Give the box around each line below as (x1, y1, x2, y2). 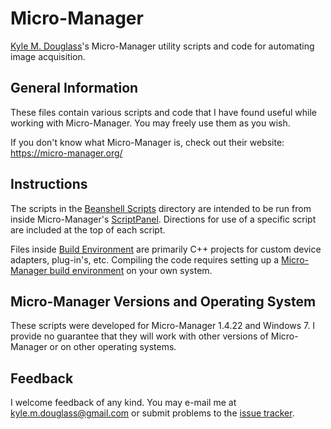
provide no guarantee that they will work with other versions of (10, 330, 269, 342)
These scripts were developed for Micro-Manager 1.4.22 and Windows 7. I (10, 320, 315, 332)
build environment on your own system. (49, 264, 213, 276)
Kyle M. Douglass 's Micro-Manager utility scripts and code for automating (10, 40, 315, 52)
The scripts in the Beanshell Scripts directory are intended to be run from (10, 202, 312, 214)
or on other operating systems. (49, 341, 177, 353)
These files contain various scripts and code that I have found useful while (10, 106, 317, 118)
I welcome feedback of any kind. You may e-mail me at (10, 397, 237, 409)
